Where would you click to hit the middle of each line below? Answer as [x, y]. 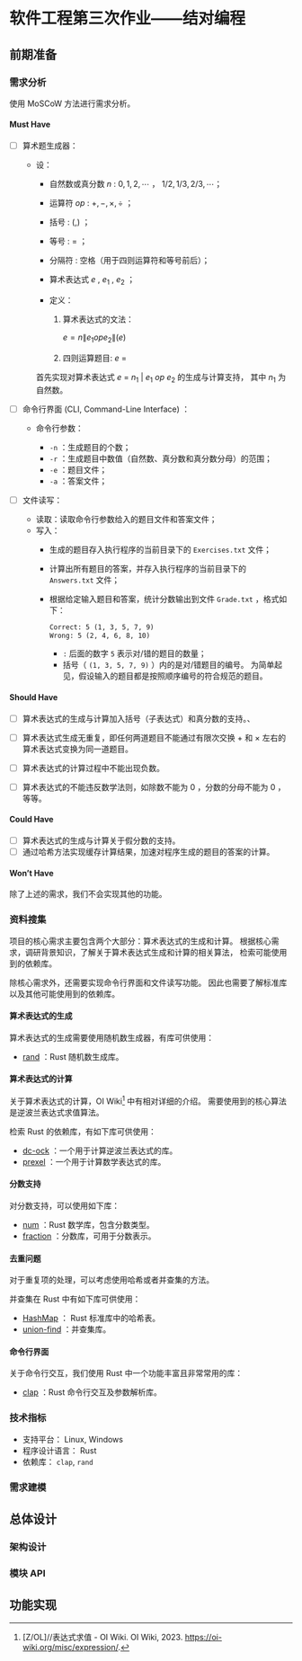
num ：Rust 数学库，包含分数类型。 [88, 1224]
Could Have [31, 820]
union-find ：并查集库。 [67, 1329]
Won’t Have [31, 873]
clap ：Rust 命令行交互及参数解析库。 [92, 1392]
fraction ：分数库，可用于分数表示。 [89, 1236]
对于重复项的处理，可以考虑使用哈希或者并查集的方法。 [111, 1280]
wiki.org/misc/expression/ [70, 1647]
